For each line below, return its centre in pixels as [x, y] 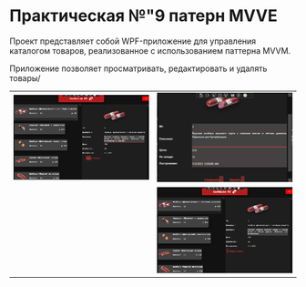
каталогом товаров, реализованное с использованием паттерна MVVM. [150, 50]
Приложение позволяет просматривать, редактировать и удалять [138, 68]
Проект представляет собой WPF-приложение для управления [133, 41]
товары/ [25, 77]
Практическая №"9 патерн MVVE [143, 16]
